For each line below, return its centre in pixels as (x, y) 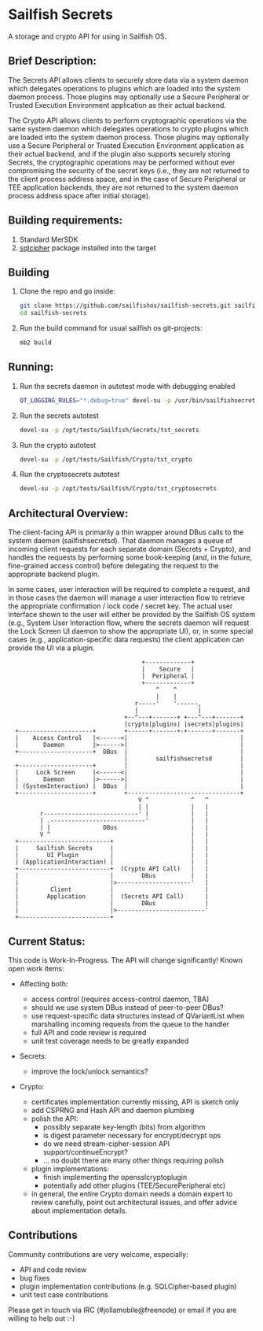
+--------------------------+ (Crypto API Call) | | (112, 869)
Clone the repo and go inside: (68, 291)
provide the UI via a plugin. (52, 648)
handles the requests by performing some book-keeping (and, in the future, (130, 557)
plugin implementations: (70, 1168)
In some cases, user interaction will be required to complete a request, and (129, 590)
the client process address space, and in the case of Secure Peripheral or (127, 179)
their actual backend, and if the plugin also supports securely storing (119, 153)
